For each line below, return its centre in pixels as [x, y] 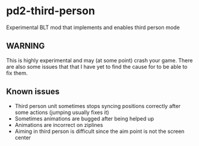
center [23, 137]
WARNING [26, 46]
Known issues [33, 92]
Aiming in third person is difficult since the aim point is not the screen [99, 131]
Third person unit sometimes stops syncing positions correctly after [98, 106]
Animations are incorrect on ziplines [59, 125]
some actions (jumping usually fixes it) [62, 112]
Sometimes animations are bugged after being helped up [84, 118]
